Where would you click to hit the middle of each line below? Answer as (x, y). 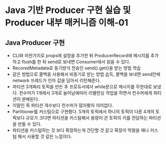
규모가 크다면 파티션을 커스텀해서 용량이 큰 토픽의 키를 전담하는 (87, 118)
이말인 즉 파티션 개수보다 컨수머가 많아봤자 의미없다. (63, 105)
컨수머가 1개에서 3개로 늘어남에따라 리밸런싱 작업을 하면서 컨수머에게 (86, 93)
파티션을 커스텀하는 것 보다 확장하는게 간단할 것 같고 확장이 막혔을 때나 (81, 130)
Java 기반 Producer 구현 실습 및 (68, 10)
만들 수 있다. (30, 124)
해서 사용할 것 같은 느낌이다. (45, 137)
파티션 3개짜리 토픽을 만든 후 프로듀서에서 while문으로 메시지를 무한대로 (82, 87)
